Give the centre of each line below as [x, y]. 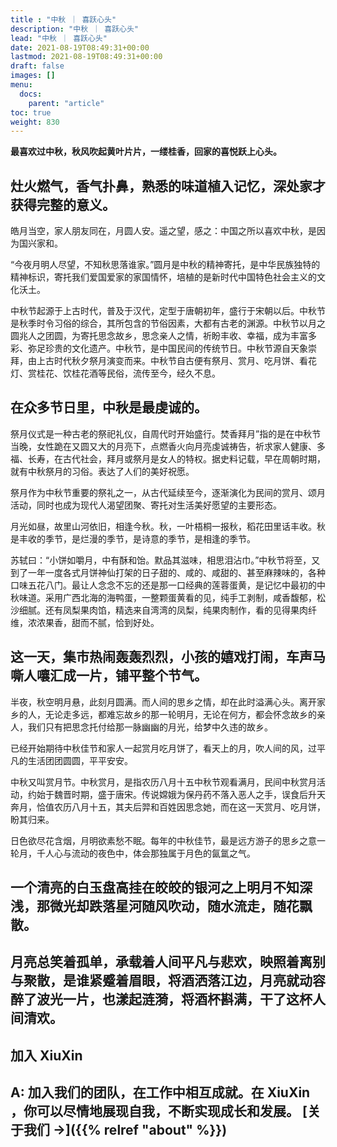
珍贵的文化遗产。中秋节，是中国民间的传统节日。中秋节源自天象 [176, 348]
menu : [21, 85]
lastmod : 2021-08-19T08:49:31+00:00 [86, 57]
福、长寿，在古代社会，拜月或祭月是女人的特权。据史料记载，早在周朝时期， [168, 458]
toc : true [31, 112]
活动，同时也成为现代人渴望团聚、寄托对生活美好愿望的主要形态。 [146, 505]
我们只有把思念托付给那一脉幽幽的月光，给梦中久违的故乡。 [150, 727]
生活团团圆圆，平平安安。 [80, 760]
